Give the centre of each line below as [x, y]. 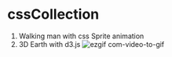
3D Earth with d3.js [49, 44]
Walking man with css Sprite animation [81, 36]
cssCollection [53, 14]
